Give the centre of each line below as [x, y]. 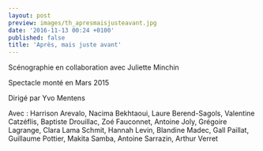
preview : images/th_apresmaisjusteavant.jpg [83, 23]
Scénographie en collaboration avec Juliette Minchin [94, 67]
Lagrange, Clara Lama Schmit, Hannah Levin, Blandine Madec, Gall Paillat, [129, 130]
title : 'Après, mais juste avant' [65, 45]
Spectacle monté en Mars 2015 [59, 83]
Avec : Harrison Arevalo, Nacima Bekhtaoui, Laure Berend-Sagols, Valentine [131, 113]
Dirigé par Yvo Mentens [47, 98]
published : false [37, 38]
